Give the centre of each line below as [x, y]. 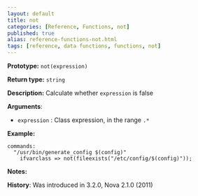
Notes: [17, 171]
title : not [23, 20]
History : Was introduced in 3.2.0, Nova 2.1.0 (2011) [80, 185]
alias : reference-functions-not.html [62, 40]
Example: [21, 134]
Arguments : [25, 106]
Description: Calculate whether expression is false [80, 93]
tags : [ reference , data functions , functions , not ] [84, 46]
